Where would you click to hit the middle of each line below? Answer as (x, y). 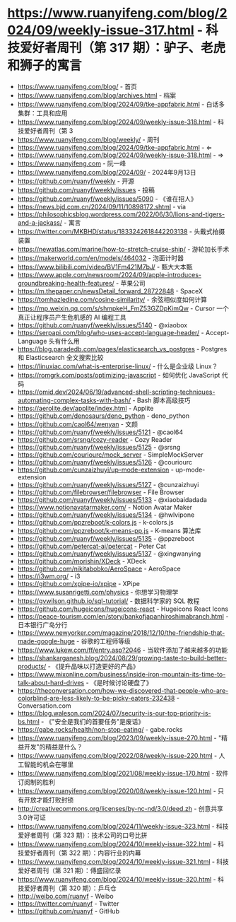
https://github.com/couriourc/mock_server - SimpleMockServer (110, 455)
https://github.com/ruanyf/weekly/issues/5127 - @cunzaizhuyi (108, 484)
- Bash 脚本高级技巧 (161, 400)
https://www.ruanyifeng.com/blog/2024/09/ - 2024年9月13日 (107, 172)
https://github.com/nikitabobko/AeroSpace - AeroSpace (99, 568)
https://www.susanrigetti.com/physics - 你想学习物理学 (98, 592)
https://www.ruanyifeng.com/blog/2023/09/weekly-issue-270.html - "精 (123, 737)
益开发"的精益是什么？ (50, 747)
